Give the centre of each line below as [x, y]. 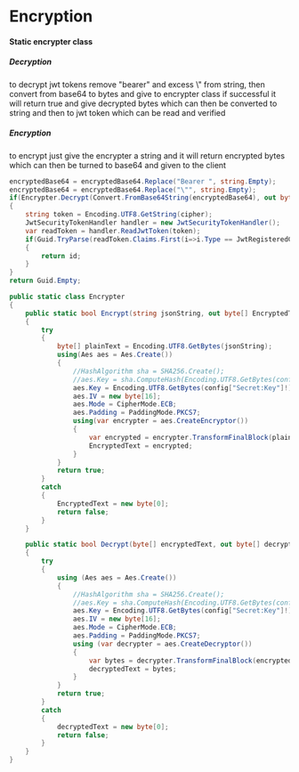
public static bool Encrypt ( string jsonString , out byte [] [137, 313]
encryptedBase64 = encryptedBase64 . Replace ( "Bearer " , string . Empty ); [143, 181]
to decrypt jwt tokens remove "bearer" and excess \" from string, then [137, 84]
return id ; [61, 256]
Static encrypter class [51, 41]
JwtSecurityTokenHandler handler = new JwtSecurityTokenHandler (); [153, 223]
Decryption [31, 62]
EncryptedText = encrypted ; [141, 446]
